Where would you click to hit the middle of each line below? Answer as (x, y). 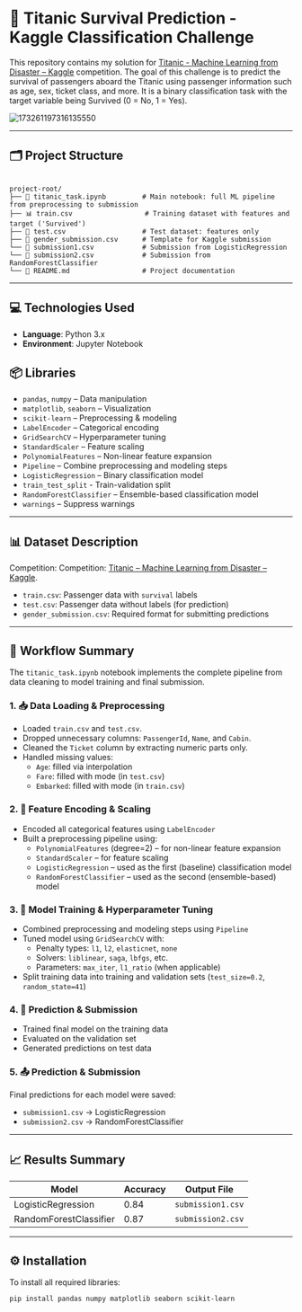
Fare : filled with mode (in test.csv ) (100, 776)
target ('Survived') (48, 224)
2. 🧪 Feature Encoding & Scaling (80, 810)
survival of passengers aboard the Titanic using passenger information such (151, 81)
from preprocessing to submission (74, 204)
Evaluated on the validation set (79, 1039)
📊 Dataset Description (74, 541)
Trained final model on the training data (95, 1029)
